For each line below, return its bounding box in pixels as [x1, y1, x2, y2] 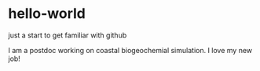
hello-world [8, 5, 86, 23]
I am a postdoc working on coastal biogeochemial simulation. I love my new [8, 45, 253, 55]
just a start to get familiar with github [8, 30, 127, 40]
